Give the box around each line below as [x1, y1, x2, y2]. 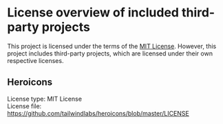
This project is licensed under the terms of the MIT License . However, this [7, 42, 217, 50]
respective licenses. [7, 56, 64, 64]
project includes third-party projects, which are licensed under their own [7, 49, 213, 58]
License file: [7, 101, 42, 110]
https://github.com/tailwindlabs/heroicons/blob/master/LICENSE [7, 109, 189, 117]
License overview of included [7, 5, 180, 21]
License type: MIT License [7, 95, 83, 103]
